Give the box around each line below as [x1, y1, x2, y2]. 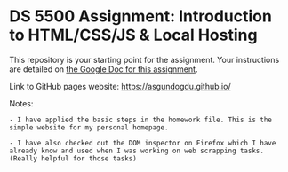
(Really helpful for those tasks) [9, 153, 138, 163]
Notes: [9, 98, 34, 108]
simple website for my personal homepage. [9, 122, 169, 132]
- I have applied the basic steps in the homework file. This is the [9, 115, 273, 124]
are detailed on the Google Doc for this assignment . [9, 64, 198, 74]
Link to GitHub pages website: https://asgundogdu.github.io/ [9, 81, 231, 91]
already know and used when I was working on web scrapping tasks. [9, 146, 265, 155]
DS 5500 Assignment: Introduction [9, 6, 273, 27]
